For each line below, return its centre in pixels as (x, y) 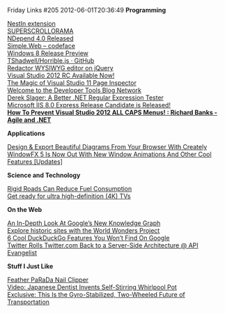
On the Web (25, 209)
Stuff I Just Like (30, 266)
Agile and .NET (29, 120)
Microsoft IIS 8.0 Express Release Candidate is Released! (89, 105)
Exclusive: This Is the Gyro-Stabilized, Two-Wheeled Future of (96, 295)
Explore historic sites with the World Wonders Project (84, 230)
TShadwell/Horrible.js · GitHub (51, 61)
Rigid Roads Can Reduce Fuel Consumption (70, 189)
